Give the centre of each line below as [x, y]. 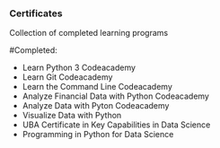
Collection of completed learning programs [89, 33]
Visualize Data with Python [72, 116]
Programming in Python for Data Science [98, 135]
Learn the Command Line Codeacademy [97, 87]
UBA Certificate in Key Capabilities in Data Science [116, 125]
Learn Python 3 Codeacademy [79, 68]
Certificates [36, 13]
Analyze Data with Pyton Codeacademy [96, 106]
